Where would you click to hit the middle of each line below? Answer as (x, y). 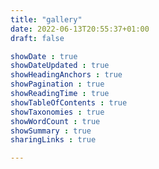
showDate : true (44, 56)
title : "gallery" (46, 19)
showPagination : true (57, 84)
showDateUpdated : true (60, 66)
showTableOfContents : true (69, 102)
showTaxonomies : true (57, 112)
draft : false (37, 38)
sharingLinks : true (53, 140)
